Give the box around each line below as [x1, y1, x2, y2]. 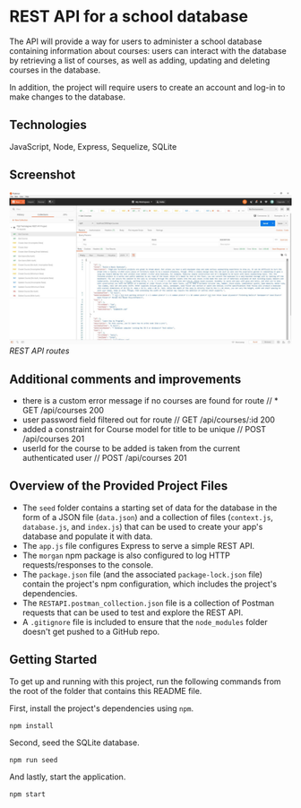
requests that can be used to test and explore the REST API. [21, 607, 244, 618]
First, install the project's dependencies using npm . [9, 702, 194, 714]
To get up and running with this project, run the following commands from [9, 675, 281, 687]
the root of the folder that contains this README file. [9, 685, 202, 696]
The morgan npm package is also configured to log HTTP [21, 550, 230, 560]
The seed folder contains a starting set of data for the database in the [21, 502, 278, 513]
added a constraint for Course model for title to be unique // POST [21, 424, 267, 435]
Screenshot [9, 168, 76, 183]
